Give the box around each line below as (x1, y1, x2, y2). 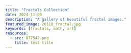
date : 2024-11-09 (5, 12, 42, 17)
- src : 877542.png (10, 36, 49, 41)
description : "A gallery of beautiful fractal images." (5, 17, 126, 22)
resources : (5, 31, 29, 36)
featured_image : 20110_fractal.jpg (5, 21, 81, 27)
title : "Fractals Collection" (5, 7, 70, 13)
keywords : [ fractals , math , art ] (5, 26, 76, 31)
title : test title (14, 40, 54, 45)
